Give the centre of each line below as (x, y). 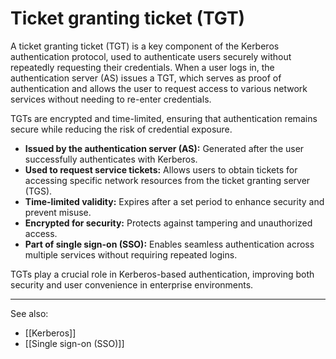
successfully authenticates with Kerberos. (111, 159)
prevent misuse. (58, 212)
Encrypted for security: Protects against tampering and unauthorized (168, 223)
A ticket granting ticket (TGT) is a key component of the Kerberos (145, 46)
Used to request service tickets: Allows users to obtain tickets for (161, 169)
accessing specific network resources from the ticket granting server (167, 180)
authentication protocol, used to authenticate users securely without (151, 56)
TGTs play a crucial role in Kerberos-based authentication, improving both (162, 274)
